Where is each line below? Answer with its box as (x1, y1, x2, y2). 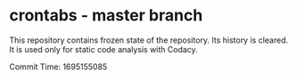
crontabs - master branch (9, 5, 203, 26)
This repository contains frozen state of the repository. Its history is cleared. (9, 35, 288, 45)
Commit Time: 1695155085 (9, 61, 108, 72)
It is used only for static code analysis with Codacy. (9, 43, 198, 54)
